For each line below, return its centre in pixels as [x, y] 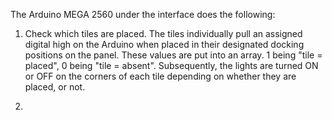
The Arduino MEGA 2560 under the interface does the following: [143, 14]
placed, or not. [55, 87]
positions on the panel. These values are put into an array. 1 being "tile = [173, 55]
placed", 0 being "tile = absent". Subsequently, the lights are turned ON [171, 65]
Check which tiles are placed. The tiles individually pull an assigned [163, 33]
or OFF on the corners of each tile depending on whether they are [160, 76]
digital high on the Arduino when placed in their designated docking [164, 44]
